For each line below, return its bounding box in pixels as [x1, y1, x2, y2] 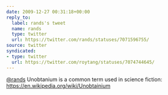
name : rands [11, 25, 42, 32]
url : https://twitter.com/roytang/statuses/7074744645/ [11, 59, 155, 65]
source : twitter [6, 43, 47, 49]
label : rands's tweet [11, 20, 66, 26]
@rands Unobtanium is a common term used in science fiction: [6, 76, 163, 83]
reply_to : [6, 14, 31, 20]
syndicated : [6, 48, 36, 54]
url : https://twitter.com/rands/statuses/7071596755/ [11, 37, 149, 43]
